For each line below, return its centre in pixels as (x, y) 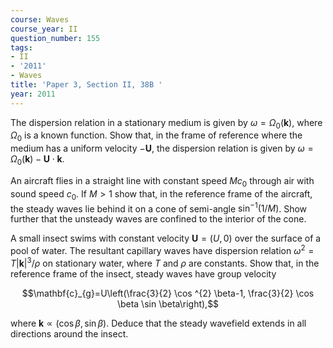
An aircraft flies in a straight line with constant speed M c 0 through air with (162, 182)
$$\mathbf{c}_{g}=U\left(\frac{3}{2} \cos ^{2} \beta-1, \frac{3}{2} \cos (168, 293)
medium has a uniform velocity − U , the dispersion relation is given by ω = (162, 148)
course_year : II (44, 29)
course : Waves (40, 19)
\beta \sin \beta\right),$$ (168, 303)
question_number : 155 (55, 38)
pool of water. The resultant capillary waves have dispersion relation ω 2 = (162, 249)
